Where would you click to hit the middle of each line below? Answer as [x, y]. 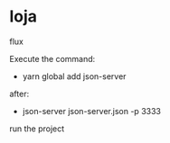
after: [19, 94]
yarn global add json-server [74, 76]
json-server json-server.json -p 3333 [91, 111]
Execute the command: [52, 58]
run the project [37, 129]
